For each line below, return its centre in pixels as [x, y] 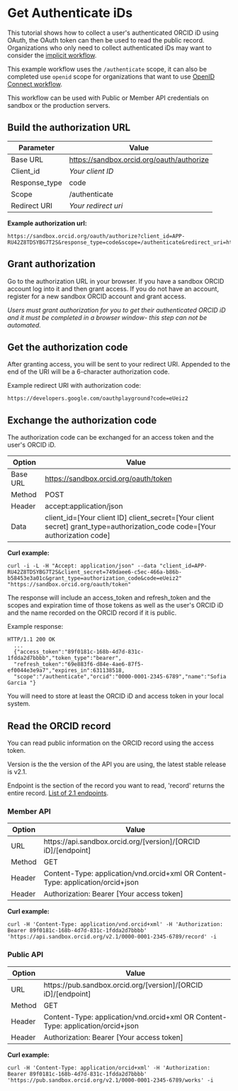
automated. [24, 325]
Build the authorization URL [69, 128]
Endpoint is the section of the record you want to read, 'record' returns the [116, 785]
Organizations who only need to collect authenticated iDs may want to [110, 47]
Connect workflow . [35, 84]
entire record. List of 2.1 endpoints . [58, 793]
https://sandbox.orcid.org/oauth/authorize [139, 160]
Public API [25, 955]
